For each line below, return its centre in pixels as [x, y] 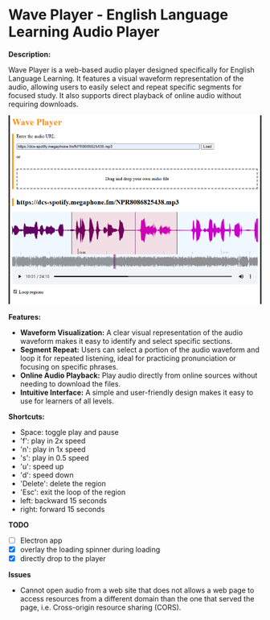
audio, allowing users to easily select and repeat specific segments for [125, 87]
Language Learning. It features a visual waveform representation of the [126, 78]
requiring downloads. [43, 104]
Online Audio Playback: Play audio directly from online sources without [139, 375]
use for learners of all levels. [67, 401]
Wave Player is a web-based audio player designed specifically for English [131, 69]
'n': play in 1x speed [53, 449]
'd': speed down [47, 475]
